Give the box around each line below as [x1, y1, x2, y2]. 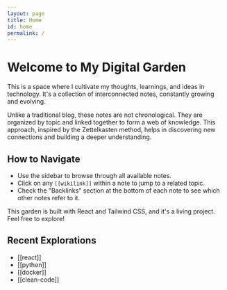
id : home [7, 23, 33, 30]
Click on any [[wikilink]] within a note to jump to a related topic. [17, 179, 205, 187]
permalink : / [7, 29, 45, 37]
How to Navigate [7, 153, 81, 165]
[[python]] [17, 260, 47, 268]
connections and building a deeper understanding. [7, 133, 152, 141]
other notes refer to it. [17, 194, 81, 202]
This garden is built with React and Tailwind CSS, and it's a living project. [7, 207, 215, 216]
